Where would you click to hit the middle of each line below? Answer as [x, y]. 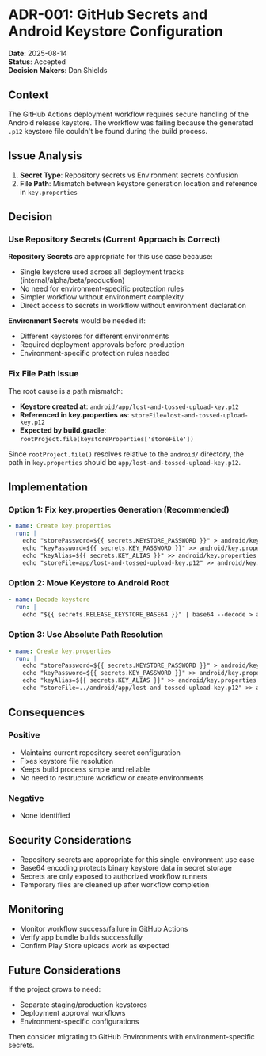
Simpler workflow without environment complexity [102, 297]
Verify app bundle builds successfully [81, 937]
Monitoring [36, 910]
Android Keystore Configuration [116, 31]
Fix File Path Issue [44, 374]
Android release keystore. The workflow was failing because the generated [131, 122]
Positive [24, 735]
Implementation [48, 487]
